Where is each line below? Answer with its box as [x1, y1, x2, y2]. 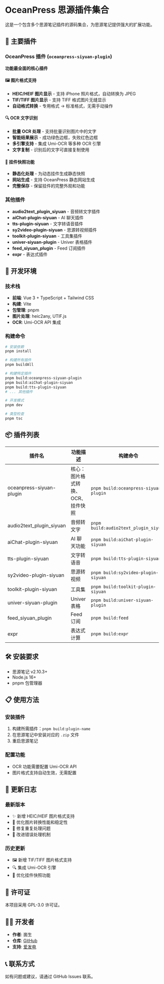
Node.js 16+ [12, 674, 37, 680]
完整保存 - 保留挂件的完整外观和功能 [12, 183, 85, 189]
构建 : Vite [12, 301, 32, 307]
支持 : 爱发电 [12, 944, 37, 950]
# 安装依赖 [5, 344, 24, 349]
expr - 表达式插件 [12, 251, 48, 257]
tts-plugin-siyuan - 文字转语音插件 [12, 221, 83, 227]
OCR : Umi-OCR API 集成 [12, 319, 61, 326]
